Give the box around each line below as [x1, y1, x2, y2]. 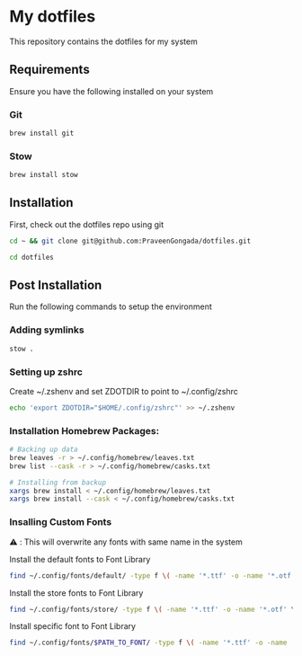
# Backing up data [9, 445, 78, 455]
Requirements [9, 62, 90, 77]
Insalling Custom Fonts [9, 516, 112, 528]
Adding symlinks [9, 324, 84, 336]
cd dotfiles [9, 253, 54, 262]
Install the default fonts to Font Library [9, 554, 151, 564]
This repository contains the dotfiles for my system [9, 36, 198, 47]
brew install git [9, 129, 75, 138]
